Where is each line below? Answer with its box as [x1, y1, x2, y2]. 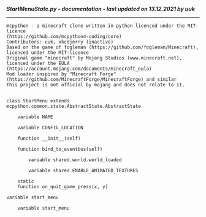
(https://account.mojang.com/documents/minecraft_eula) [6, 66, 152, 72]
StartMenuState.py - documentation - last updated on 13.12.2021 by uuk [6, 6, 195, 12]
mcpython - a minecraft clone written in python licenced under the [6, 23, 185, 29]
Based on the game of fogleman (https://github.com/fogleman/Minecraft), [6, 44, 199, 50]
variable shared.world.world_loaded [28, 157, 122, 163]
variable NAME [17, 114, 53, 120]
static [17, 178, 34, 185]
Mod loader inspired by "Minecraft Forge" [6, 71, 116, 77]
